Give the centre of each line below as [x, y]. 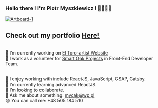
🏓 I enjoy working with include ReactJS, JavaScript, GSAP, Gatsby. [76, 79]
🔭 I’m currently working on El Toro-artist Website [57, 53]
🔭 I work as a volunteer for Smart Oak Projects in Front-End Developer [79, 59]
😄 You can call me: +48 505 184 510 [44, 101]
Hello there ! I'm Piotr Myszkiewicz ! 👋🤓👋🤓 [58, 8]
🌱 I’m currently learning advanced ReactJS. [51, 85]
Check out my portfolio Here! [53, 35]
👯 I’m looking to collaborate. [35, 90]
